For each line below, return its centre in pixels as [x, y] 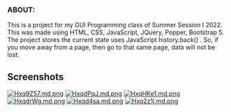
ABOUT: [21, 10]
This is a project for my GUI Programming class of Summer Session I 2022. [115, 25]
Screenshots [36, 77]
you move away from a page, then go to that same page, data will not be [111, 48]
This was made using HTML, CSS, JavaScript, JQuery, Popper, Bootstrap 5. [116, 32]
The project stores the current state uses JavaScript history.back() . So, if [113, 40]
